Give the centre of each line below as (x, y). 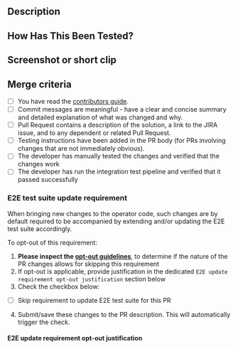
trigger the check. (44, 322)
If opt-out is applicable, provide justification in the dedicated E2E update (123, 271)
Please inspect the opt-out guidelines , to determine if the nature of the (123, 256)
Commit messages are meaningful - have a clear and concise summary (122, 109)
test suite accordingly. (40, 229)
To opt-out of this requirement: (53, 242)
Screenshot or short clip (62, 60)
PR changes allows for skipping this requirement (88, 264)
